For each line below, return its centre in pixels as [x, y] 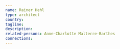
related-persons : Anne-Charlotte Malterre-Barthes [60, 34]
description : [19, 29]
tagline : [15, 24]
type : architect [22, 15]
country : [15, 19]
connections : [19, 39]
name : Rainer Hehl [25, 10]
